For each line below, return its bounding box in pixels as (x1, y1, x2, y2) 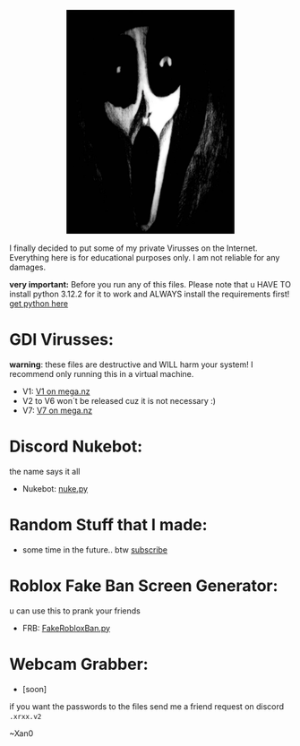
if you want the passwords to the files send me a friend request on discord (9, 700, 285, 712)
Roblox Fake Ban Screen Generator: (9, 576, 279, 596)
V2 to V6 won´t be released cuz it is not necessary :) (21, 395, 217, 406)
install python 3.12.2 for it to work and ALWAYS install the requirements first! (9, 288, 290, 299)
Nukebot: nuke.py (21, 483, 88, 493)
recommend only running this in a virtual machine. (9, 368, 194, 379)
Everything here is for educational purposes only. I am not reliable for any (9, 253, 280, 262)
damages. (9, 262, 47, 272)
